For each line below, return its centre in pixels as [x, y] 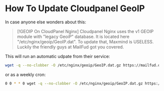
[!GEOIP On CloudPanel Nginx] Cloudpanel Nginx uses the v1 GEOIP [85, 31]
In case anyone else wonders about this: [46, 22]
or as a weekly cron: [25, 74]
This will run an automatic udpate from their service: [58, 56]
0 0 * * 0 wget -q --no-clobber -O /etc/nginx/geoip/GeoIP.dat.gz [74, 83]
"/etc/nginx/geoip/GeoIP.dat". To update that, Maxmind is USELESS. [85, 41]
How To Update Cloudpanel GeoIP [75, 9]
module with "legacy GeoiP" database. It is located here [73, 36]
